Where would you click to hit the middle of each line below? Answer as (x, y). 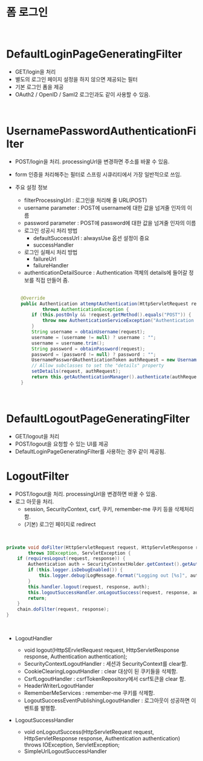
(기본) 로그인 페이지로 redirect (60, 524)
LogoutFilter (38, 476)
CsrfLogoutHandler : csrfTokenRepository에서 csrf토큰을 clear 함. (105, 679)
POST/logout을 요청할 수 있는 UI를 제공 (62, 444)
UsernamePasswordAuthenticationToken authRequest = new (103, 360)
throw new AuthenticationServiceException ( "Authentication (118, 321)
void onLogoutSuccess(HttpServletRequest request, (89, 732)
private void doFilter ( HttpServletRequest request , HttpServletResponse (100, 547)
